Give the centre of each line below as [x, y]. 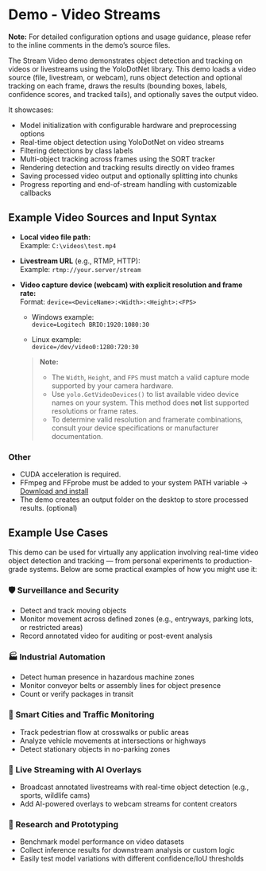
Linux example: [56, 339]
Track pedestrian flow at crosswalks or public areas [104, 732]
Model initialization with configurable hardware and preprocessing [128, 125]
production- [233, 560]
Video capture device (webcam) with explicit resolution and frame [131, 285]
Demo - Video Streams [85, 15]
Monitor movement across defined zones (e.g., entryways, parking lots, [137, 619]
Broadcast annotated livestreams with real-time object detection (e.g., [134, 787]
